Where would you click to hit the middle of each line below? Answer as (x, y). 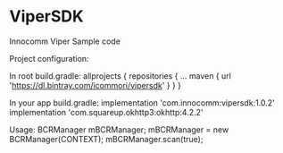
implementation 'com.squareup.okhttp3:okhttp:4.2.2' (106, 112)
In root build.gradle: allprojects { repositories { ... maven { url (121, 76)
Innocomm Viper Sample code (65, 41)
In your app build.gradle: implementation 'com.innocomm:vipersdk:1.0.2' (142, 102)
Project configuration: (49, 58)
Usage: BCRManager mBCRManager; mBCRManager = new (119, 129)
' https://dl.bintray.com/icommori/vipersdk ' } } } (95, 85)
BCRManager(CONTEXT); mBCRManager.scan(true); (106, 139)
